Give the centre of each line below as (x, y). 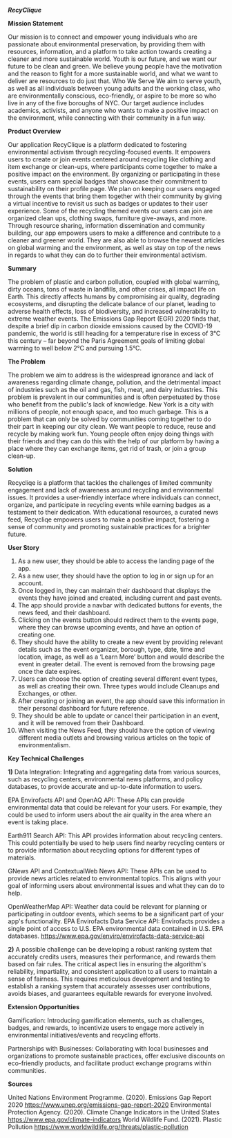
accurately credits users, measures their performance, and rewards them (112, 957)
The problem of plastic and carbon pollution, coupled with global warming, (114, 282)
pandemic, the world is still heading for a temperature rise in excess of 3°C (114, 333)
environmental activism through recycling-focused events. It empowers (109, 152)
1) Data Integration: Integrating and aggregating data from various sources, (114, 772)
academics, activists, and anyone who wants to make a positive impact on (113, 110)
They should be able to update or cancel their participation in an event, (118, 715)
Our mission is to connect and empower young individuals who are (103, 37)
